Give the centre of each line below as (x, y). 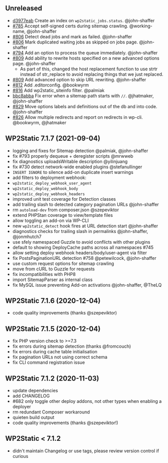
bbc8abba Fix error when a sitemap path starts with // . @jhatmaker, (83, 96)
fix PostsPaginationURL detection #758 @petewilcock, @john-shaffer (85, 258)
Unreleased (24, 8)
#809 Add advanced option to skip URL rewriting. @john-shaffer (79, 79)
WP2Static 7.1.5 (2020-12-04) (53, 329)
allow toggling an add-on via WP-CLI (51, 220)
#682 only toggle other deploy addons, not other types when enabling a (87, 401)
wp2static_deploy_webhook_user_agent (52, 183)
